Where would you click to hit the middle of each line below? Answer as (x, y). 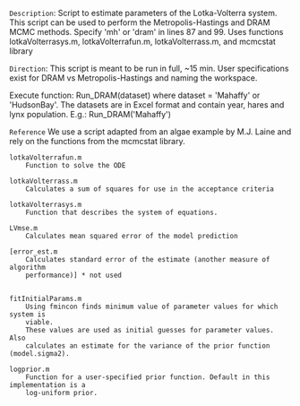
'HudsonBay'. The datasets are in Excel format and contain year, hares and (147, 105)
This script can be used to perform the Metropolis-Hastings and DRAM (140, 22)
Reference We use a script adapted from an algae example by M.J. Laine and (150, 132)
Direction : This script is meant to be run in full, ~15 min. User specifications (149, 68)
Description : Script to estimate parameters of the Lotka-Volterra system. (143, 13)
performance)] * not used (74, 275)
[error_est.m (34, 252)
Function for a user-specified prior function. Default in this (148, 377)
